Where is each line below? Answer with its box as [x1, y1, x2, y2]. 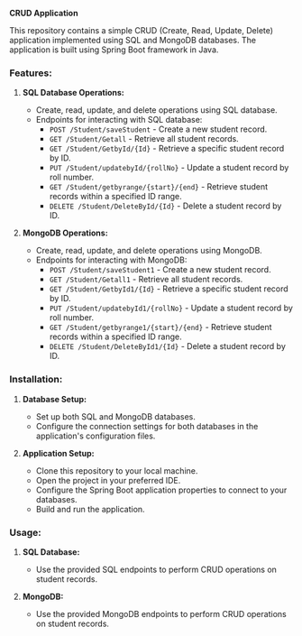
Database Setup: [22, 393, 87, 404]
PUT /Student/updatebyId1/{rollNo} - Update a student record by [49, 302, 293, 314]
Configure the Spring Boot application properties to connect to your [35, 484, 288, 495]
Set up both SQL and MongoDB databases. [35, 410, 196, 422]
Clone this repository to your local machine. [35, 465, 198, 476]
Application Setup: [22, 447, 95, 458]
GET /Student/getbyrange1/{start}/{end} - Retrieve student [49, 322, 272, 333]
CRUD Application [9, 8, 78, 18]
